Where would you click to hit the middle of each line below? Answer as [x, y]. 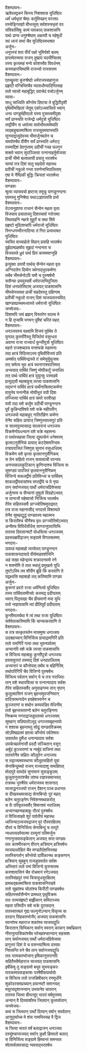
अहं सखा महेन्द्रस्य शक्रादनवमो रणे [31, 560]
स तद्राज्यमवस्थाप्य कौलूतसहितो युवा [32, 760]
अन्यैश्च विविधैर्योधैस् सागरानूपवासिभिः [33, 526]
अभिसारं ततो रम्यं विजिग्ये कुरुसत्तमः [32, 867]
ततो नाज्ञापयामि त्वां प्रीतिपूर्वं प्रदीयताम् [33, 604]
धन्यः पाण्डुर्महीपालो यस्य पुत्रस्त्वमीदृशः [33, 114]
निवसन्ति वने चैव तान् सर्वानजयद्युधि [32, 950]
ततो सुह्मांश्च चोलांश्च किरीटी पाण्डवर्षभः [35, 889]
